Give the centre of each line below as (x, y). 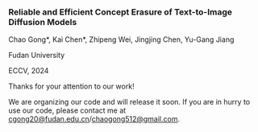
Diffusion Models (43, 22)
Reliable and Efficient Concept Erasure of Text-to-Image (120, 12)
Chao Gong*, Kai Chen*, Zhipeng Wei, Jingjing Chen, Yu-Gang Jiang (121, 39)
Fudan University (37, 56)
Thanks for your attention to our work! (71, 86)
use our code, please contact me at (67, 110)
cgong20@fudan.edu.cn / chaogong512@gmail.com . (94, 119)
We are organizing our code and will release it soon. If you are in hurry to (129, 102)
